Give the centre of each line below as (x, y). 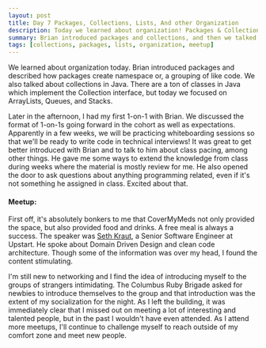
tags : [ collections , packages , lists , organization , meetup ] (111, 45)
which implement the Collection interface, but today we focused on (118, 93)
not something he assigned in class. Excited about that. (98, 183)
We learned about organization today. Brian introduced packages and (122, 67)
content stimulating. (41, 261)
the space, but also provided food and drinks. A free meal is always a (121, 228)
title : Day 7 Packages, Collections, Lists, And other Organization (123, 23)
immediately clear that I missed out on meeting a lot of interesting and (122, 310)
